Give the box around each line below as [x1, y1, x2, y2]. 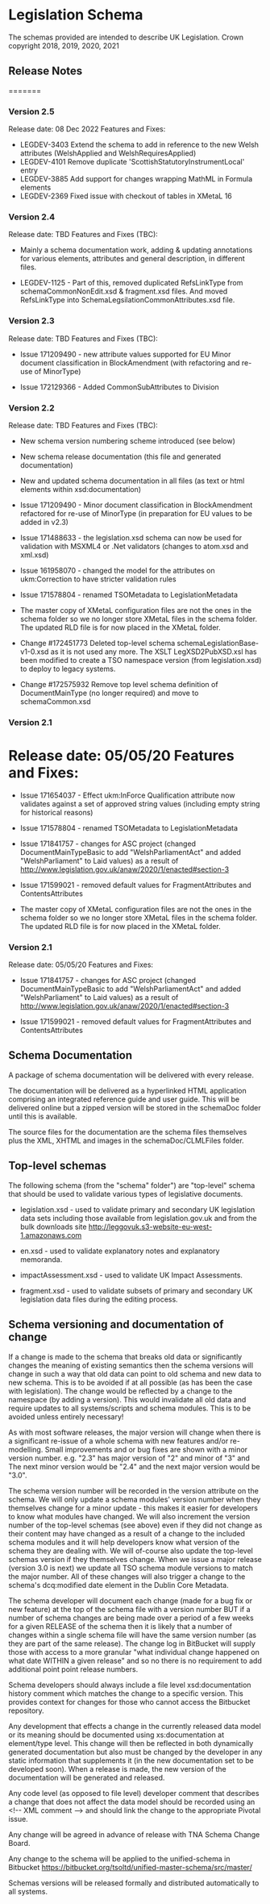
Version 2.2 [8, 402, 55, 413]
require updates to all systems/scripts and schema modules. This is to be [8, 1403, 251, 1413]
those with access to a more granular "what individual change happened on [8, 1647, 260, 1656]
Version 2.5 [8, 106, 55, 117]
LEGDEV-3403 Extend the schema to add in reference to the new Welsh [19, 140, 260, 150]
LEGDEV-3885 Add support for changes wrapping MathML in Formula [19, 174, 253, 184]
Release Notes [8, 65, 83, 78]
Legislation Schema [8, 6, 143, 24]
